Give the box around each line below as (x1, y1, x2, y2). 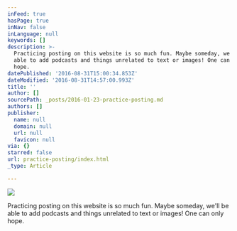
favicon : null (13, 136, 55, 143)
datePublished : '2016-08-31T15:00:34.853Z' (7, 70, 138, 77)
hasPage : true (7, 17, 50, 24)
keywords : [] (7, 37, 46, 44)
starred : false (7, 149, 53, 156)
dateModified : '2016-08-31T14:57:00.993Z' (7, 76, 135, 84)
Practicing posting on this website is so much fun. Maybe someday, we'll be (7, 201, 229, 210)
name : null (13, 116, 46, 123)
